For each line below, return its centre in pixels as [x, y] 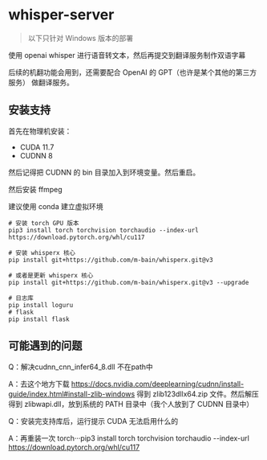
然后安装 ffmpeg [35, 189]
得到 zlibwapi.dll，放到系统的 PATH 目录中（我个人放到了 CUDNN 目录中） [131, 404]
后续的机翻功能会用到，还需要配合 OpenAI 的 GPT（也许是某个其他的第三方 [133, 72]
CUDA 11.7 [37, 147]
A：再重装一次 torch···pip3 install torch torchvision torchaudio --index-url [129, 438]
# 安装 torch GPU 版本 [44, 223]
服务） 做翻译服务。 [41, 82]
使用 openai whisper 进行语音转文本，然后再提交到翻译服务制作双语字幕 [127, 55]
